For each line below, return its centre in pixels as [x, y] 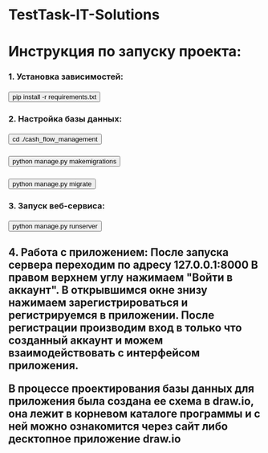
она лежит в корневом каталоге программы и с [134, 413]
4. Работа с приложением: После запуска [118, 252]
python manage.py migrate [52, 184]
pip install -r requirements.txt [55, 97]
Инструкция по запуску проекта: [125, 52]
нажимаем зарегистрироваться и [98, 302]
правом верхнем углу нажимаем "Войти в [121, 277]
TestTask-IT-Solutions [84, 15]
